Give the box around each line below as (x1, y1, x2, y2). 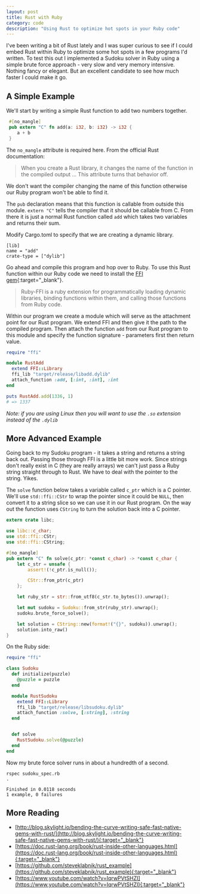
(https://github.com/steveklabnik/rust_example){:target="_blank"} (14, 868, 177, 875)
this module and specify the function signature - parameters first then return (6, 331, 194, 339)
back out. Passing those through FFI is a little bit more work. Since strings (6, 456, 187, 463)
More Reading (6, 808, 60, 818)
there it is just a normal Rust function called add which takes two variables (6, 213, 188, 220)
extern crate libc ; (6, 517, 55, 523)
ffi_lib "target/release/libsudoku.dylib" (17, 704, 124, 711)
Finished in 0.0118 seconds (6, 786, 76, 792)
